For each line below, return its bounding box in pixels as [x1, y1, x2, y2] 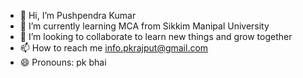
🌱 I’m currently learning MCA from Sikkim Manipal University [19, 20, 270, 32]
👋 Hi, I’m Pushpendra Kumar [19, 10, 137, 21]
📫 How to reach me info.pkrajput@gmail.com [19, 42, 209, 54]
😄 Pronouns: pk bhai [19, 56, 107, 68]
